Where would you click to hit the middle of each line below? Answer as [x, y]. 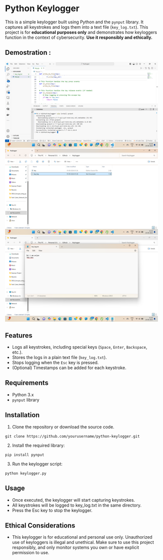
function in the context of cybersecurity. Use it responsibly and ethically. [79, 37]
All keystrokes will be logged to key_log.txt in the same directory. [77, 505]
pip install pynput [25, 455]
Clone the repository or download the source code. [63, 427]
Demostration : [28, 53]
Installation [22, 415]
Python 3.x [23, 394]
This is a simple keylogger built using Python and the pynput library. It [74, 22]
